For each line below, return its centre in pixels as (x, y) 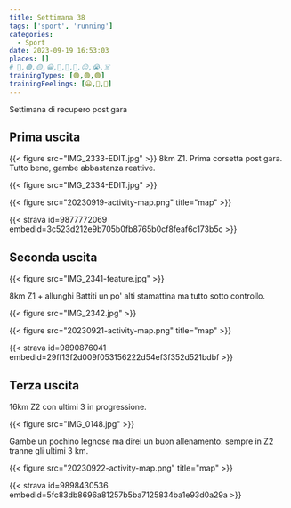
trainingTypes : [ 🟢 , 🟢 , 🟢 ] (57, 76)
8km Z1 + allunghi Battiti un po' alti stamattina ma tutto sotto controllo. (137, 296)
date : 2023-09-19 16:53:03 (59, 51)
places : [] (29, 59)
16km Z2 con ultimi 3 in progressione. (78, 407)
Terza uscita (44, 385)
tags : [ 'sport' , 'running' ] (61, 26)
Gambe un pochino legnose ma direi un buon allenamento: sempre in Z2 (141, 441)
